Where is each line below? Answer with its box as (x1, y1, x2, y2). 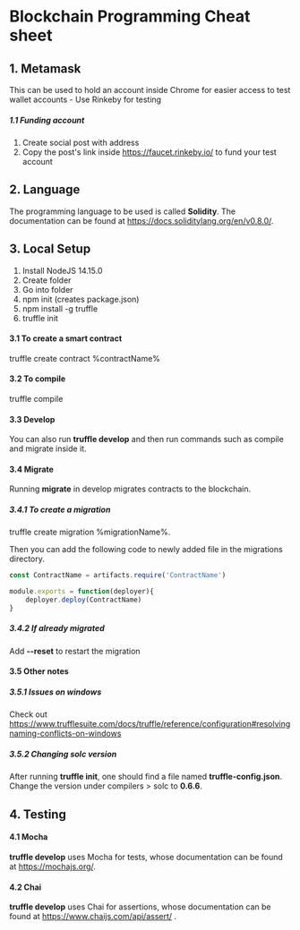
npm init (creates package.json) (21, 294, 140, 304)
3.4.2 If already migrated (9, 623, 105, 634)
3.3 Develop (9, 414, 56, 424)
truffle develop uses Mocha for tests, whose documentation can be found (9, 851, 284, 862)
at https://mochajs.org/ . (9, 861, 97, 872)
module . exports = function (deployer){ (9, 587, 154, 596)
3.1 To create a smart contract (9, 333, 123, 344)
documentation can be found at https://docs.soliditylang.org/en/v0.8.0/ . (9, 215, 274, 226)
